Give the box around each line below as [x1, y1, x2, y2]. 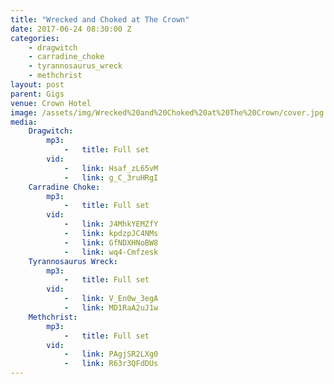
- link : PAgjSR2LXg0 [63, 349, 159, 360]
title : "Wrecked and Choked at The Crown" [10, 14, 190, 25]
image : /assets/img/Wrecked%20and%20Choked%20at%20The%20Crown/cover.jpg [10, 107, 325, 118]
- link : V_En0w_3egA [63, 294, 159, 304]
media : [10, 117, 38, 127]
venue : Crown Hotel [10, 98, 92, 108]
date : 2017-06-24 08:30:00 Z [10, 24, 132, 34]
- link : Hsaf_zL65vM [63, 163, 159, 173]
